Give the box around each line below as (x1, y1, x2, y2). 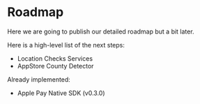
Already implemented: (7, 75, 71, 84)
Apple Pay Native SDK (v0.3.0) (17, 89, 106, 97)
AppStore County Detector (17, 61, 94, 70)
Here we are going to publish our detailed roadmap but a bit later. (7, 27, 194, 36)
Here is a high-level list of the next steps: (7, 40, 125, 49)
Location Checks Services (17, 54, 93, 63)
